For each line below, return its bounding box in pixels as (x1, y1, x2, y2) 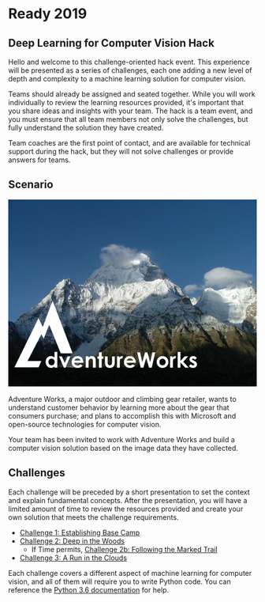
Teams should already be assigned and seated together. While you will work (8, 89, 256, 99)
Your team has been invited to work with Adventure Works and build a (8, 434, 235, 444)
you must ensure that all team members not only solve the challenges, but (8, 115, 248, 123)
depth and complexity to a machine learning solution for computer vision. (8, 74, 246, 83)
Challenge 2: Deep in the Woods (19, 536, 125, 546)
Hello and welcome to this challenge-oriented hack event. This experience (8, 57, 250, 66)
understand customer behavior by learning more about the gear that (8, 403, 230, 412)
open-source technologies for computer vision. (8, 419, 162, 429)
